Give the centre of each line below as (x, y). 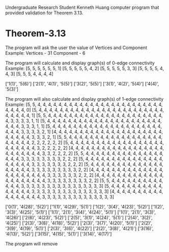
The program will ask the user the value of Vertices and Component (76, 48)
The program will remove (32, 244)
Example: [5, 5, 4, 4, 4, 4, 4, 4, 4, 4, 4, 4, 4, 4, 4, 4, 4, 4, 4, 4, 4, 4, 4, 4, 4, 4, (84, 104)
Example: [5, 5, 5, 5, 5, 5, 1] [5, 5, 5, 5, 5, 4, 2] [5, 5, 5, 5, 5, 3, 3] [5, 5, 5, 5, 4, (85, 68)
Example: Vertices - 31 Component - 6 (45, 53)
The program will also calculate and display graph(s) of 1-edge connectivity (84, 99)
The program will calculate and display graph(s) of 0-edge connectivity (80, 63)
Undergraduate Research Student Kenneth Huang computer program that (82, 7)
